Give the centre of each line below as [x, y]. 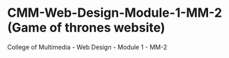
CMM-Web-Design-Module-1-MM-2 [114, 13]
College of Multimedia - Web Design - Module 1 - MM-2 [87, 47]
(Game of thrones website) [86, 28]
